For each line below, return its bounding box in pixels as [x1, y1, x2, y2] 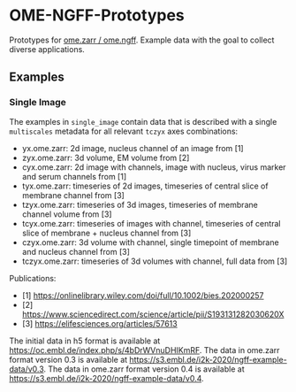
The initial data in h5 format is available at [9, 335, 161, 346]
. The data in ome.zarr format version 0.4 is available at [43, 364, 245, 374]
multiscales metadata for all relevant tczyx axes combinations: [9, 126, 239, 136]
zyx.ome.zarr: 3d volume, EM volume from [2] [21, 152, 190, 163]
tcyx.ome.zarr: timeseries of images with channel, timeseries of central [21, 218, 281, 228]
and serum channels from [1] [21, 171, 127, 181]
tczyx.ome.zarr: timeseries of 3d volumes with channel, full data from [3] [21, 256, 288, 266]
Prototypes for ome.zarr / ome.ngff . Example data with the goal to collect [9, 35, 275, 45]
